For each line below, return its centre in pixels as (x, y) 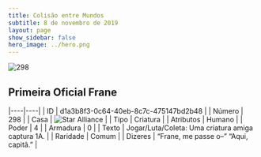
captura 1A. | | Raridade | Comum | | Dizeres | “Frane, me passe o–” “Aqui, (128, 136)
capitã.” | (23, 144)
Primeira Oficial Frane (62, 92)
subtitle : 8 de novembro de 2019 (63, 23)
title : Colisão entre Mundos (56, 15)
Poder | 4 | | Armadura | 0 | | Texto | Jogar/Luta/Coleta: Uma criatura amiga (130, 128)
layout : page (30, 30)
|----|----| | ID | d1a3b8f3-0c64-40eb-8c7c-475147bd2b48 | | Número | (126, 110)
